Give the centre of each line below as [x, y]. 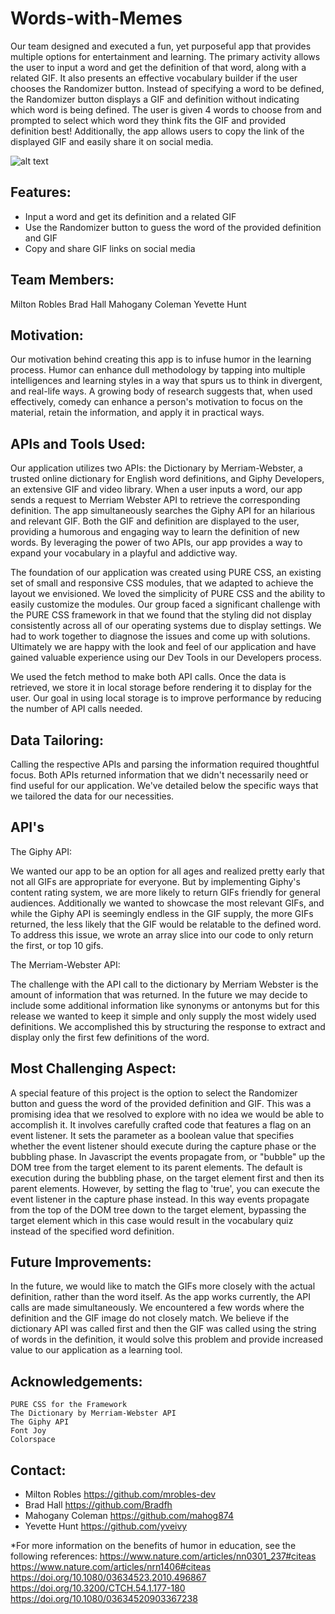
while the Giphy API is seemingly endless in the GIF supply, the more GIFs [162, 913]
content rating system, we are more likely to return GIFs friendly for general [165, 892]
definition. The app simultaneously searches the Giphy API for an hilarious [163, 511]
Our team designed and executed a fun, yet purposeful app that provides [161, 46]
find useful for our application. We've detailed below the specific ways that [164, 785]
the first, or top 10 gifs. [57, 945]
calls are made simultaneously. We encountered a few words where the [157, 1308]
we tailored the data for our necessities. [92, 796]
